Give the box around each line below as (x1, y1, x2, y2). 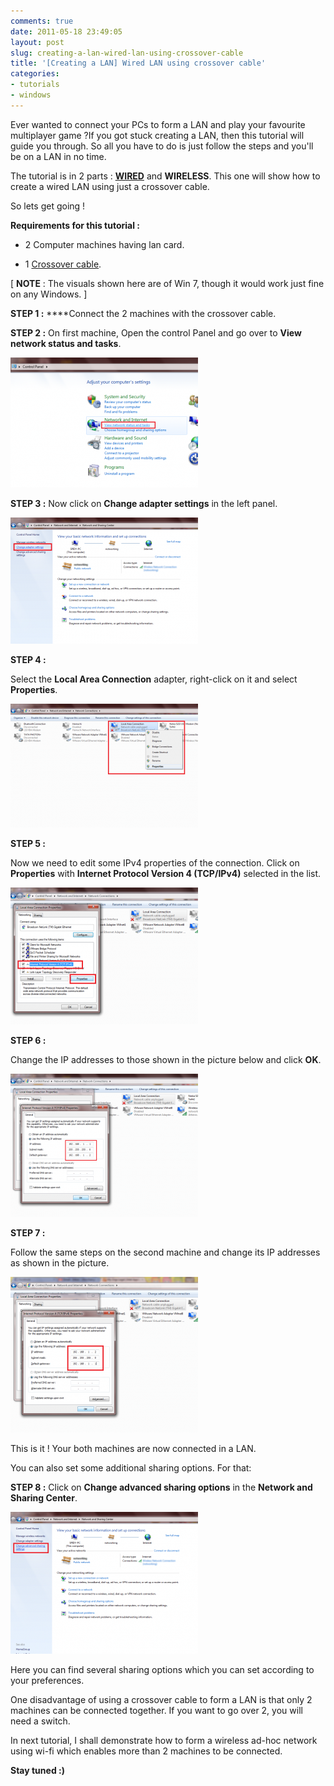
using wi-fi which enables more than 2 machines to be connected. (10, 1745, 283, 1757)
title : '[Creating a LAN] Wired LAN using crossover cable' (10, 58, 267, 69)
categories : (10, 69, 60, 79)
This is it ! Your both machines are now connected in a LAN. (10, 1442, 257, 1454)
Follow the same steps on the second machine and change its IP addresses (10, 1246, 321, 1258)
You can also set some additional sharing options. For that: (10, 1461, 252, 1474)
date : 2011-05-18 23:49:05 (10, 26, 123, 37)
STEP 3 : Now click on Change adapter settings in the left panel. (10, 497, 278, 509)
